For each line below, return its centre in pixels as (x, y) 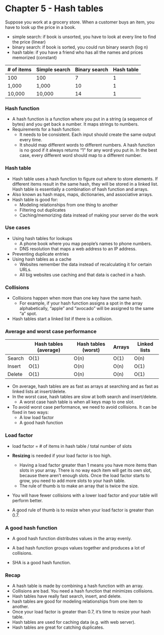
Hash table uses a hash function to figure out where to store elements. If (85, 178)
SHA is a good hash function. (41, 563)
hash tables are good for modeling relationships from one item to (77, 601)
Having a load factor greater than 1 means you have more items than (88, 465)
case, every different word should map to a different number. (81, 155)
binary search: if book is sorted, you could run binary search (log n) (80, 47)
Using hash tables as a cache (42, 259)
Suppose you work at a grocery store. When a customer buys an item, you (80, 22)
